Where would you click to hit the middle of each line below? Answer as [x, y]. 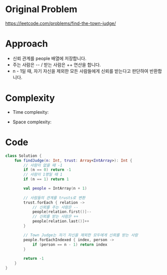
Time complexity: [31, 112]
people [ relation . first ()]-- [62, 212]
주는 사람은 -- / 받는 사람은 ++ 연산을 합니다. [57, 65]
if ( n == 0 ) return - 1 [47, 170]
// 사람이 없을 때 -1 [43, 165]
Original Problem [41, 9]
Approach [27, 44]
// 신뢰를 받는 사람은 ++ [55, 217]
